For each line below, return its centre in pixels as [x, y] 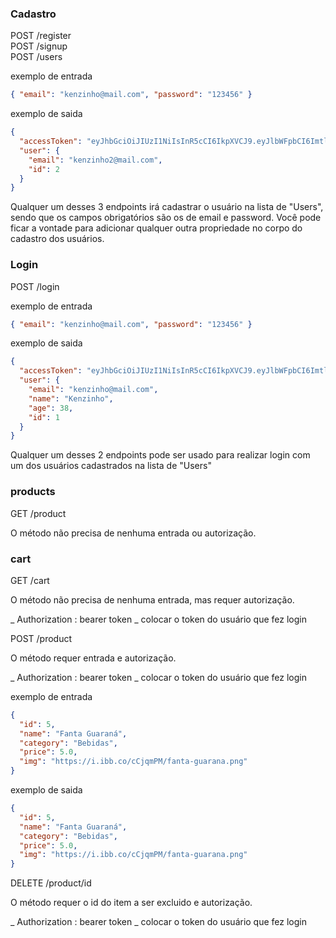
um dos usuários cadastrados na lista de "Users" [111, 466]
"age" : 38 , [51, 408]
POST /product [41, 638]
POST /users [36, 57]
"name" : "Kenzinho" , [71, 398]
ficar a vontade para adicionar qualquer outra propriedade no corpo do [156, 228]
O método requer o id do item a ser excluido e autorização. [131, 903]
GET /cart [30, 580]
